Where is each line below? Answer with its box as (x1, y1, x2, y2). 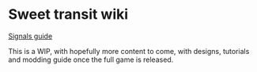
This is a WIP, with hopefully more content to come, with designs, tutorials (8, 46, 250, 56)
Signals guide (8, 31, 53, 41)
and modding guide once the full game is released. (8, 55, 174, 64)
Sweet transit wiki (8, 5, 129, 23)
